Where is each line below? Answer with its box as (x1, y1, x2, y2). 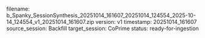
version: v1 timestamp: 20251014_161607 (95, 18, 197, 25)
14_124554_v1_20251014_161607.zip (6, 18, 95, 25)
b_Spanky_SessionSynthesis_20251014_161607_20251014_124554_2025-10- (6, 12, 196, 19)
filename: (6, 6, 30, 12)
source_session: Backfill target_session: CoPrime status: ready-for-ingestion (6, 25, 199, 32)
